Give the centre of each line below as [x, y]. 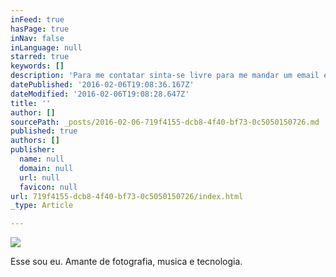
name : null [42, 159]
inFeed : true [37, 19]
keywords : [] [37, 66]
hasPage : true [40, 29]
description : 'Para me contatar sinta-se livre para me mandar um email [165, 76]
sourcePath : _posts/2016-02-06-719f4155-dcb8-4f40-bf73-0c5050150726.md [165, 122]
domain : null [46, 168]
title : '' [31, 103]
